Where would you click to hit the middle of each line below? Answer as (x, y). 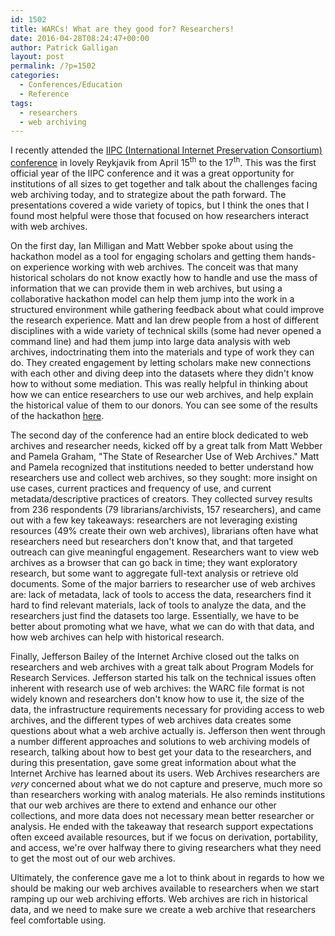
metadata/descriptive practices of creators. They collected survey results (161, 498)
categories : (35, 76)
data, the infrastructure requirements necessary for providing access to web (167, 709)
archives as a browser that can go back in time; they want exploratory (154, 562)
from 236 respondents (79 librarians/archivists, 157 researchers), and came (166, 509)
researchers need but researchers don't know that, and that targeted (152, 541)
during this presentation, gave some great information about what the (153, 762)
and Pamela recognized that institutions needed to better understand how (162, 467)
